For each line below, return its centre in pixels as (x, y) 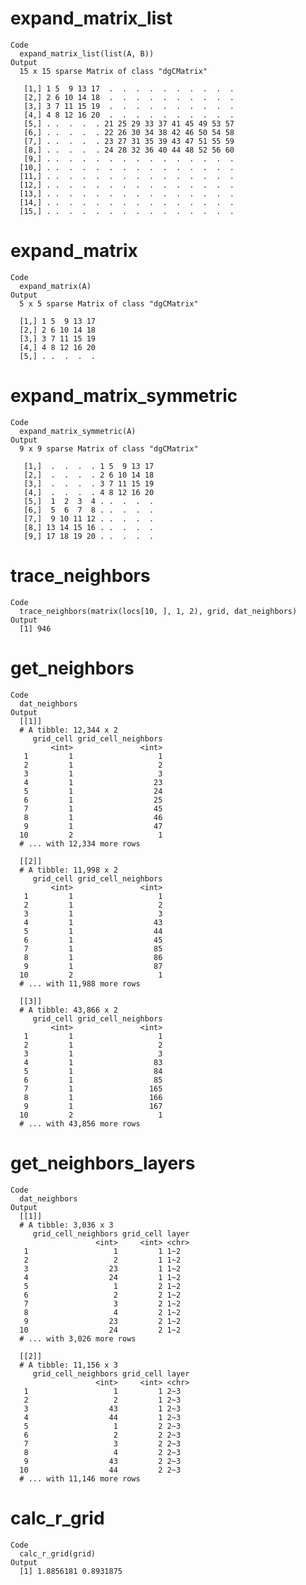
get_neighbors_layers (103, 1163)
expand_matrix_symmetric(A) (78, 431)
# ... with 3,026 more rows (78, 1338)
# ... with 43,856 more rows (80, 1123)
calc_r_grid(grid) (58, 1553)
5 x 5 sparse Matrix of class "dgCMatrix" (109, 303)
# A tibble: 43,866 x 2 (68, 1010)
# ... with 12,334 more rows (80, 843)
